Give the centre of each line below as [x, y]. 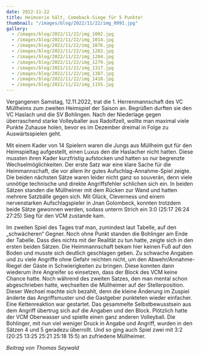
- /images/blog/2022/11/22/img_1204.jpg [63, 57]
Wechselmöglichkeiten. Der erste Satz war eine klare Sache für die [89, 164]
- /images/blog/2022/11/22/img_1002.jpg [63, 34]
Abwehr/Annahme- [171, 259]
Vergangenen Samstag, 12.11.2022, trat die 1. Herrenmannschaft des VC [95, 102]
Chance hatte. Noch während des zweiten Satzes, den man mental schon [97, 278]
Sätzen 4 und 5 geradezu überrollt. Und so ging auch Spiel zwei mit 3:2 [94, 330]
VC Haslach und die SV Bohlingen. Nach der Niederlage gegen [84, 114]
